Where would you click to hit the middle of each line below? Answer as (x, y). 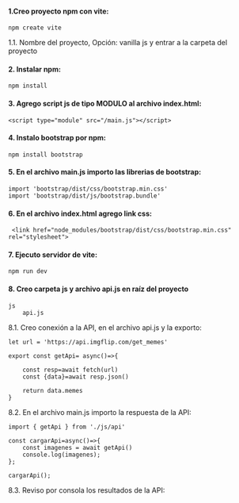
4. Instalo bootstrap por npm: (57, 138)
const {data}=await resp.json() (76, 377)
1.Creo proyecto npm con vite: (59, 11)
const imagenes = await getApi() (78, 447)
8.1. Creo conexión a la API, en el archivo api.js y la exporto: (105, 327)
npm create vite (35, 28)
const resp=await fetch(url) (70, 370)
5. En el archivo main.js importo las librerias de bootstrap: (105, 172)
